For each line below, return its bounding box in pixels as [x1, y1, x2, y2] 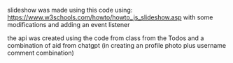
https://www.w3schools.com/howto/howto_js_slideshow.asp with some [7, 13, 213, 21]
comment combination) [7, 48, 75, 57]
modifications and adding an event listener [7, 21, 130, 28]
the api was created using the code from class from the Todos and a [7, 34, 204, 42]
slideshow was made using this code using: [7, 6, 133, 14]
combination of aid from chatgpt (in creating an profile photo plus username [7, 42, 226, 49]
